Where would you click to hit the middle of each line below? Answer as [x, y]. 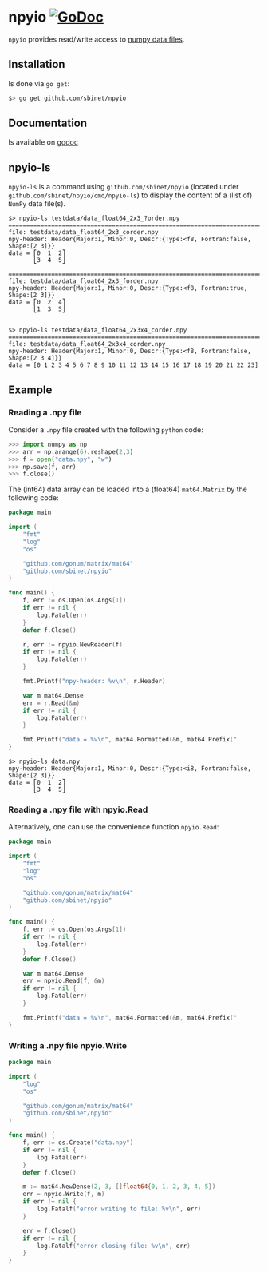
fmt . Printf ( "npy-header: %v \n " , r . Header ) [94, 682]
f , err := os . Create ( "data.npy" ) [78, 1143]
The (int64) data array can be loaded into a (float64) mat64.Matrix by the [128, 489]
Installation [37, 64]
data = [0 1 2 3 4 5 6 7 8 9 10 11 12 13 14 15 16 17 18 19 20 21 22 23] [134, 365]
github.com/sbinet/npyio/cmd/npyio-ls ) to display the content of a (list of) [130, 195]
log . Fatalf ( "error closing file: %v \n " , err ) [114, 1246]
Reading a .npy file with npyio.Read [78, 809]
